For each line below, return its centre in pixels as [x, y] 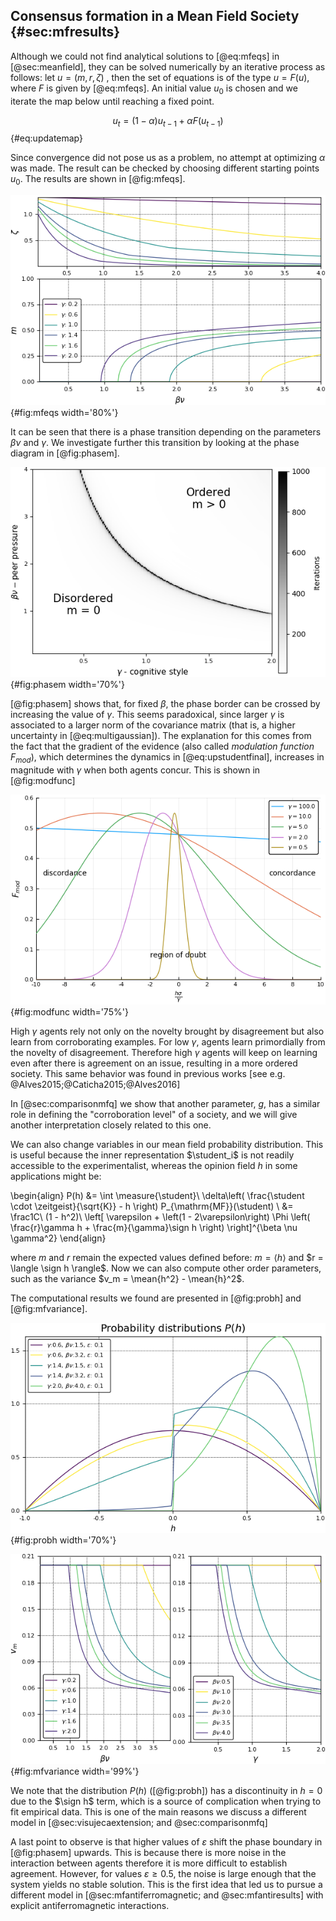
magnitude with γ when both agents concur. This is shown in [135, 770]
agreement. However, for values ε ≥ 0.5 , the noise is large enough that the [163, 1873]
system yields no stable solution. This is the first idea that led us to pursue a [166, 1884]
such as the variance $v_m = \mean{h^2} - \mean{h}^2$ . [127, 1278]
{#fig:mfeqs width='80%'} [64, 413]
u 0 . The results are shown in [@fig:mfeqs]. [98, 180]
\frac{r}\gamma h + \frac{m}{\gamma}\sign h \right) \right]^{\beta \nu [154, 1227]
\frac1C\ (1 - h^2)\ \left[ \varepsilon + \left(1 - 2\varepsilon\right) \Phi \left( [160, 1217]
